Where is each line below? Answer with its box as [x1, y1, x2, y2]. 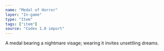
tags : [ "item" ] [5, 21, 38, 27]
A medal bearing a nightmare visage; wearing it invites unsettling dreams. [5, 40, 159, 46]
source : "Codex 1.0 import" [5, 26, 65, 31]
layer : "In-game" [5, 12, 42, 17]
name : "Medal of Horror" [5, 7, 58, 13]
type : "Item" [5, 17, 33, 22]
